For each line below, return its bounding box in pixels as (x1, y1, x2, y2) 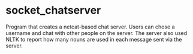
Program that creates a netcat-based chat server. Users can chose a (5, 23, 175, 30)
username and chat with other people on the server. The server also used (5, 29, 188, 36)
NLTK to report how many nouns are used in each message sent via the (5, 36, 182, 43)
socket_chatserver (5, 4, 101, 17)
